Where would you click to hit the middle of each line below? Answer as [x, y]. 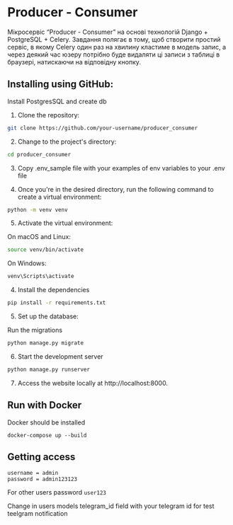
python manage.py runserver [49, 369]
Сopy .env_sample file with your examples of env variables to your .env [121, 168]
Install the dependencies [53, 290]
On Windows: [27, 263]
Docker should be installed [46, 422]
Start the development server [61, 356]
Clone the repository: [49, 115]
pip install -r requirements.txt [57, 303]
